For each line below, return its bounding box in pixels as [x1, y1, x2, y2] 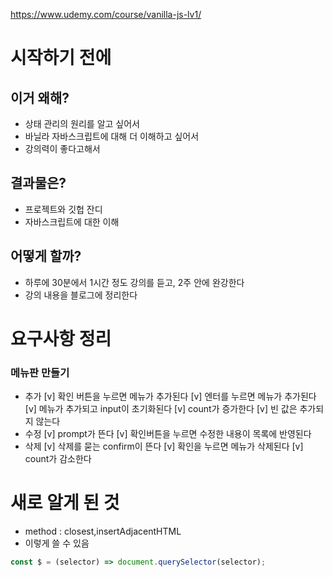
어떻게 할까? [10, 248, 82, 265]
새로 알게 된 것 [10, 492, 120, 514]
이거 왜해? [10, 89, 70, 106]
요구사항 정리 [10, 327, 112, 350]
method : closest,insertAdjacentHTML [24, 525, 182, 538]
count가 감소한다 [24, 453, 92, 465]
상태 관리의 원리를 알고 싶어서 [24, 118, 140, 129]
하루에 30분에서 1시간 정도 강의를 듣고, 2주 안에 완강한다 [24, 276, 245, 288]
